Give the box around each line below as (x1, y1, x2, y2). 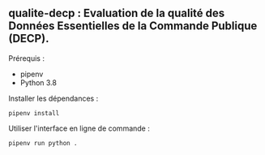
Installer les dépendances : (8, 93, 99, 103)
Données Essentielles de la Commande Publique (8, 19, 258, 33)
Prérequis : (8, 53, 45, 63)
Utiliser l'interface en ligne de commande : (8, 123, 150, 133)
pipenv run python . (8, 139, 79, 147)
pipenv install (8, 109, 60, 117)
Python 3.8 (19, 77, 57, 88)
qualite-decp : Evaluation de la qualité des (8, 6, 225, 20)
